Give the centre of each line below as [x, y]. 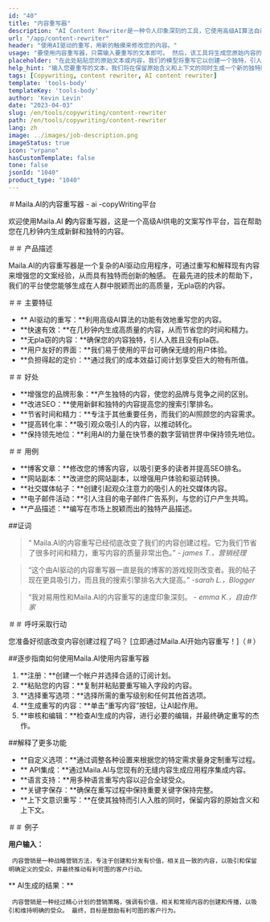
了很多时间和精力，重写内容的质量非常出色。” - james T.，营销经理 [137, 552]
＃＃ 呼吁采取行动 [37, 624]
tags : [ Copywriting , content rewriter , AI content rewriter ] [113, 76]
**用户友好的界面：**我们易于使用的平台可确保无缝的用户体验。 [125, 350]
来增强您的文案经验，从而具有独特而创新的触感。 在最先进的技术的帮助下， [133, 275]
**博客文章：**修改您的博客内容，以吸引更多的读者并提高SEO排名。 [133, 468]
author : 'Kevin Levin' [46, 98]
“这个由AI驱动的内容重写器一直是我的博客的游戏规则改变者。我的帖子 [142, 570]
